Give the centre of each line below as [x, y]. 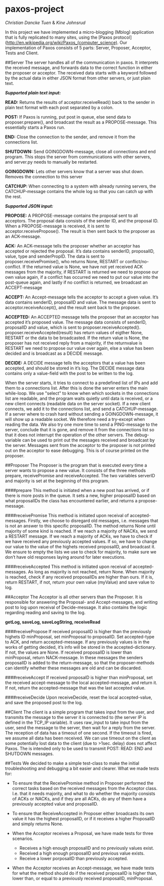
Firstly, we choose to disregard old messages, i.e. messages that [93, 520]
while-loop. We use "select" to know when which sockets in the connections [82, 393]
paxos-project [35, 9]
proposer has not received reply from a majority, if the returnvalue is [74, 343]
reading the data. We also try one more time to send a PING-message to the [81, 424]
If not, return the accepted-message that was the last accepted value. [75, 688]
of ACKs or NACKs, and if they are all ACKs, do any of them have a [79, 799]
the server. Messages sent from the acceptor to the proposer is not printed [80, 445]
